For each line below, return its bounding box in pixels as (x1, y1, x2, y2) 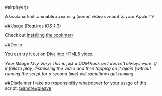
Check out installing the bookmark (5, 32, 74, 38)
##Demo (5, 42, 23, 48)
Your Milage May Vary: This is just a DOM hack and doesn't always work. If (5, 61, 157, 66)
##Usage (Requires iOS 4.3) (5, 23, 61, 29)
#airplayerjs (5, 4, 29, 10)
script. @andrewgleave (5, 85, 52, 91)
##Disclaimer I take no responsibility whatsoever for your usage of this (5, 80, 147, 86)
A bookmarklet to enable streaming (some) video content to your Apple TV (5, 14, 155, 19)
